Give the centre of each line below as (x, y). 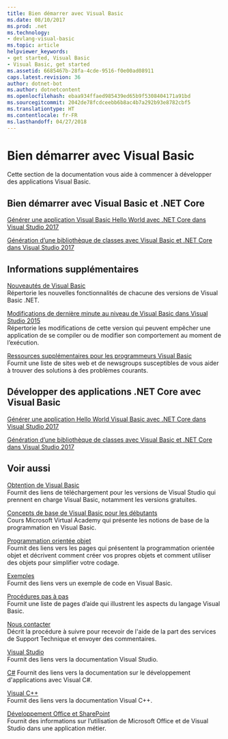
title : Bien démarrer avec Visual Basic (66, 13)
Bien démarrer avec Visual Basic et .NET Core (106, 203)
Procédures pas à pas (38, 596)
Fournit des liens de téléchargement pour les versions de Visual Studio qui (112, 492)
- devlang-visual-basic (41, 39)
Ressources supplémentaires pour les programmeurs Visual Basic (100, 356)
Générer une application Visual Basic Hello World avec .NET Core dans (106, 220)
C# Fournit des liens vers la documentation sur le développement (99, 673)
